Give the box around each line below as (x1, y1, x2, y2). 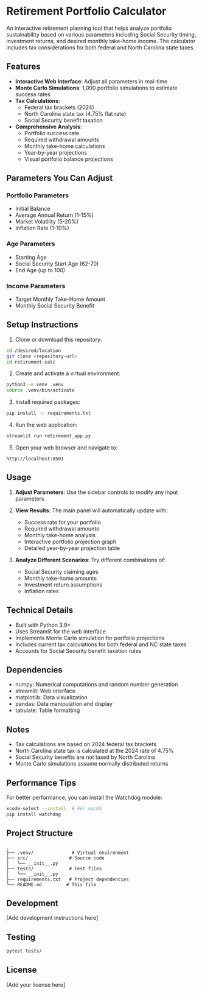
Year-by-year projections (24, 149, 87, 156)
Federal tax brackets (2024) (24, 104, 94, 111)
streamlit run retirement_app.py (6, 433, 91, 439)
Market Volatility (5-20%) (15, 218, 79, 225)
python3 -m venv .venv (6, 382, 64, 388)
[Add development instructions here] (6, 914, 99, 922)
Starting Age (15, 253, 47, 261)
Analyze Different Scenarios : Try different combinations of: (15, 556, 166, 563)
